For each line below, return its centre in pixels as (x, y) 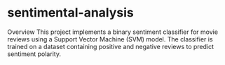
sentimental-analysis (71, 13)
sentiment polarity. (34, 54)
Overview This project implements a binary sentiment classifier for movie (113, 32)
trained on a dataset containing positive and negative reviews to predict (111, 46)
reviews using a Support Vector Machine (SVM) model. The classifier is (110, 39)
